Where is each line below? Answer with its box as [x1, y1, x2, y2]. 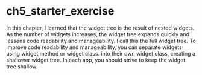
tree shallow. [6, 62, 38, 70]
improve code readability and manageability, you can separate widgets [6, 44, 182, 51]
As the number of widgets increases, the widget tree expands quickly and [6, 30, 190, 37]
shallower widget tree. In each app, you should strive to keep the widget [6, 56, 186, 64]
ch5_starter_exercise [6, 4, 115, 18]
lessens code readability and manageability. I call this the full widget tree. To [6, 37, 196, 44]
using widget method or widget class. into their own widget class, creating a [6, 50, 196, 57]
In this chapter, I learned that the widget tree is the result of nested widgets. [6, 24, 195, 31]
